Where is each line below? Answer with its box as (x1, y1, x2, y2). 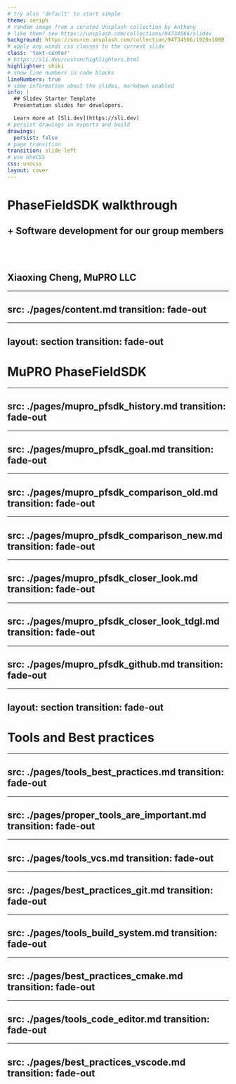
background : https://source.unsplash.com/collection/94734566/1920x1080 (7, 37, 225, 44)
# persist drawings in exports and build (7, 121, 131, 128)
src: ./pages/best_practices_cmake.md (7, 970, 183, 982)
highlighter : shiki (7, 63, 65, 70)
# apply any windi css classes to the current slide (7, 43, 165, 50)
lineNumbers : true (7, 75, 61, 83)
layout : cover (7, 167, 49, 174)
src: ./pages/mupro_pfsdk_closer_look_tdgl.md (7, 616, 220, 627)
